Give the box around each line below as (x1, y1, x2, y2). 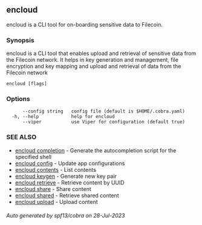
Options (6, 95, 30, 103)
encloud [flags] (6, 81, 47, 87)
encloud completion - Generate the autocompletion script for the (15, 146, 177, 154)
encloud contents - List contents (15, 166, 97, 173)
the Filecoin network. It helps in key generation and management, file (6, 56, 178, 64)
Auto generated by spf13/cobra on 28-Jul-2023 (6, 212, 125, 220)
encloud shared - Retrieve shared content (15, 192, 119, 199)
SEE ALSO (6, 133, 37, 142)
